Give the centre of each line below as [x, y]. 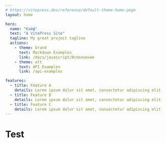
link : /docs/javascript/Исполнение [57, 57]
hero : [11, 24]
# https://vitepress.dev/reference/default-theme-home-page [71, 10]
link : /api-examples [41, 71]
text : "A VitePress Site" [38, 34]
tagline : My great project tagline [48, 38]
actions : [19, 43]
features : [16, 81]
